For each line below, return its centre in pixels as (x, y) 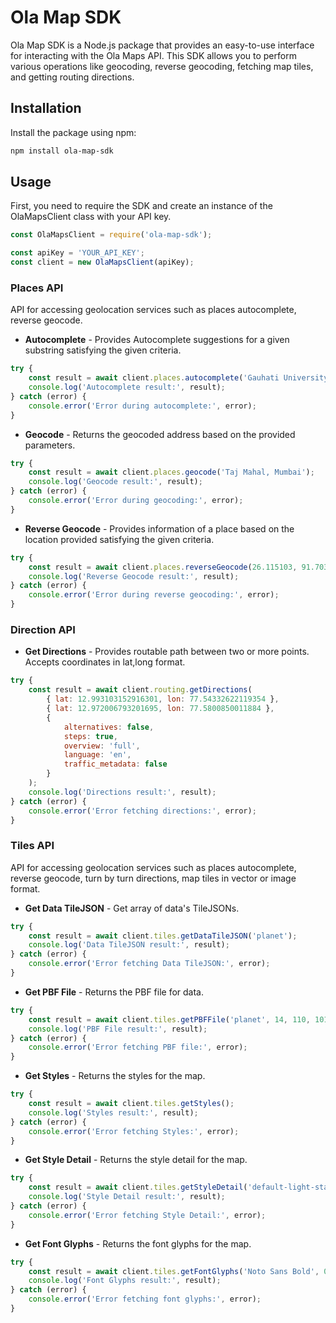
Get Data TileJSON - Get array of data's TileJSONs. (132, 908)
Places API (37, 288)
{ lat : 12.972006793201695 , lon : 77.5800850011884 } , (160, 709)
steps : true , (90, 736)
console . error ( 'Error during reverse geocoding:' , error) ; (154, 595)
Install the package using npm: (73, 132)
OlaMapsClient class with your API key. (91, 217)
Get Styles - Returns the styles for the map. (115, 1076)
